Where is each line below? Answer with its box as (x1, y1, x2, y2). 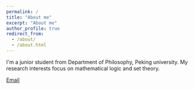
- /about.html (11, 42, 47, 48)
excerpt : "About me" (6, 20, 58, 26)
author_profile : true (6, 25, 60, 32)
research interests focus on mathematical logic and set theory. (6, 65, 160, 72)
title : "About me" (6, 14, 52, 20)
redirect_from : (6, 31, 44, 37)
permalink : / (6, 8, 39, 15)
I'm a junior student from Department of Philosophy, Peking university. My (6, 58, 188, 66)
